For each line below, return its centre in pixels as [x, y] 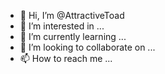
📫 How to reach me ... [66, 58]
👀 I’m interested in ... [62, 26]
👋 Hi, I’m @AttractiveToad [72, 15]
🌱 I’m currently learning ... [73, 36]
